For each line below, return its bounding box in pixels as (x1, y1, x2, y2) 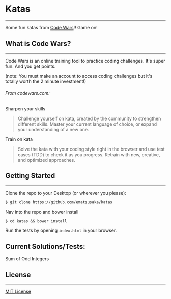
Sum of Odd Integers (5, 255, 49, 262)
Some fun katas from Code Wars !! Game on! (5, 24, 98, 31)
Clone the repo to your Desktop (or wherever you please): (5, 190, 126, 196)
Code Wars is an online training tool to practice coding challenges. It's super (5, 57, 165, 64)
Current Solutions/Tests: (5, 242, 85, 251)
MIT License (5, 288, 32, 295)
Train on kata (5, 136, 33, 142)
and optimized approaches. (17, 157, 75, 163)
